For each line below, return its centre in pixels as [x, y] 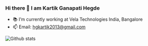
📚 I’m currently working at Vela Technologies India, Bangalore [78, 19]
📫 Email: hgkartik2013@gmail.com [49, 27]
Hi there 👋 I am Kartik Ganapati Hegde [52, 8]
